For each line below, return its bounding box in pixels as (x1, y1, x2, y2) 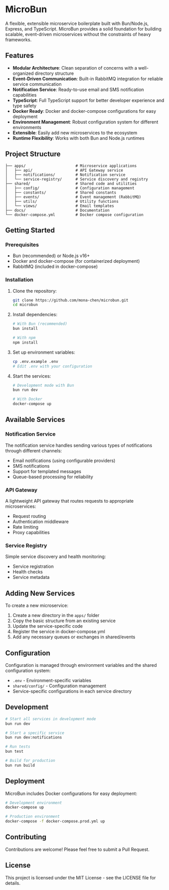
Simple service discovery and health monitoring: (5, 554, 106, 560)
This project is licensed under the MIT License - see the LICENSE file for (5, 874, 156, 880)
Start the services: (12, 373, 52, 379)
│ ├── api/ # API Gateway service (5, 168, 123, 173)
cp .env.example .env (12, 359, 58, 364)
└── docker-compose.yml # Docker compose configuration (5, 212, 144, 217)
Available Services (5, 415, 65, 424)
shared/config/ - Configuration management (12, 683, 106, 689)
